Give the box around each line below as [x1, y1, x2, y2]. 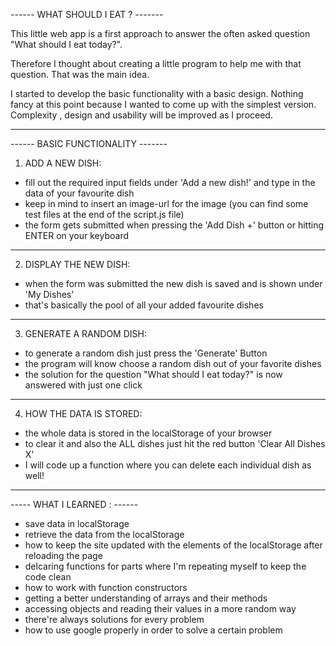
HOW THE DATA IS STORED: [24, 408, 143, 419]
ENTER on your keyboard [24, 230, 130, 241]
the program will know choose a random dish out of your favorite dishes [24, 358, 322, 369]
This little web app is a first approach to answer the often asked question [10, 28, 311, 39]
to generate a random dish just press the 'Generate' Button [24, 347, 268, 359]
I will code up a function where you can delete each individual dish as [24, 459, 312, 471]
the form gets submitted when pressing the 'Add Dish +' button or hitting [24, 219, 325, 231]
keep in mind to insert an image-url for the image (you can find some [24, 198, 309, 209]
